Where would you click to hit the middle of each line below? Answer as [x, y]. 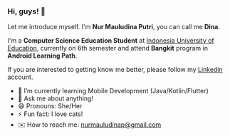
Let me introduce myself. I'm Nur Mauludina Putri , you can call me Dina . [114, 27]
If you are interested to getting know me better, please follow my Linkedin [115, 70]
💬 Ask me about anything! [56, 98]
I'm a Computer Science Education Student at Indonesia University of [111, 41]
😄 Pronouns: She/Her [50, 106]
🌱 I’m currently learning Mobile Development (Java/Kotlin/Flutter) [113, 91]
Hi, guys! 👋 [27, 11]
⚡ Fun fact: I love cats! [50, 114]
